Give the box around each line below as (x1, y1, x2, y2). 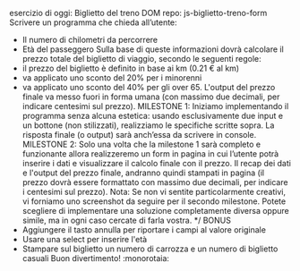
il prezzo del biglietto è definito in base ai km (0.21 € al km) (21, 63, 240, 73)
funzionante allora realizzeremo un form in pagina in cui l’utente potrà (21, 148, 279, 159)
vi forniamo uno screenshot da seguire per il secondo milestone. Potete (21, 196, 287, 207)
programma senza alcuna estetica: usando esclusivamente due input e (21, 111, 284, 121)
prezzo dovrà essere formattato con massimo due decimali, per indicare (21, 177, 288, 187)
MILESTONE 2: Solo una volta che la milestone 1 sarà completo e (21, 139, 261, 149)
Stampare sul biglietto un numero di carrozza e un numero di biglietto (21, 243, 279, 254)
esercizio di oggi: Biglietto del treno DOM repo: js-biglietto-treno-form (9, 8, 268, 18)
